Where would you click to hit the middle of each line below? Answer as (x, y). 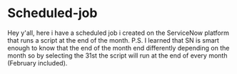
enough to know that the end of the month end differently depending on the (118, 48)
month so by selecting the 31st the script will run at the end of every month (117, 55)
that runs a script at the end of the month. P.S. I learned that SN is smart (114, 40)
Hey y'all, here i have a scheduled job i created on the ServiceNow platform (118, 33)
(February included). (37, 63)
